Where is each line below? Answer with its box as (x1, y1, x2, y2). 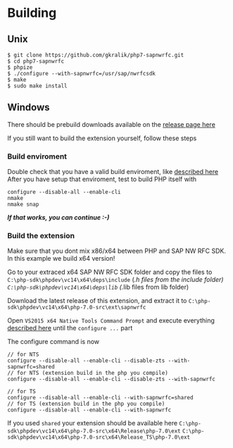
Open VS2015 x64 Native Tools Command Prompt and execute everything (7, 316, 215, 325)
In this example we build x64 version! (7, 254, 115, 263)
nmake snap (7, 201, 39, 209)
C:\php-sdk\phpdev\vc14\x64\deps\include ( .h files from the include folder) (7, 275, 224, 284)
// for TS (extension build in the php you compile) (7, 400, 165, 408)
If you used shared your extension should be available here (7, 419, 178, 428)
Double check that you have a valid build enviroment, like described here (7, 168, 219, 176)
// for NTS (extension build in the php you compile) (7, 370, 169, 377)
